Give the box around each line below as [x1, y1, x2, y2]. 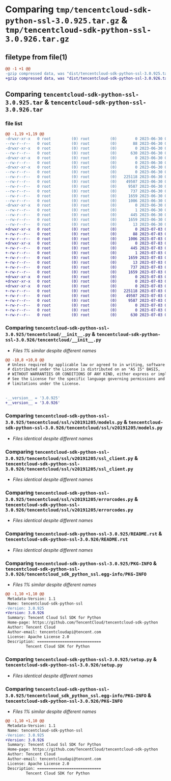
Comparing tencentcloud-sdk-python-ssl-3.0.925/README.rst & [5, 530, 162, 538]
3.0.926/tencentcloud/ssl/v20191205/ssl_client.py [5, 466, 133, 472]
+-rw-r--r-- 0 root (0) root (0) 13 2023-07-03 [5, 260, 163, 265]
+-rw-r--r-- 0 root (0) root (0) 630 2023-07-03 [5, 312, 163, 318]
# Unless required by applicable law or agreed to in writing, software [7, 362, 165, 367]
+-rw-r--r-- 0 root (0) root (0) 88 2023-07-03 [5, 231, 163, 236]
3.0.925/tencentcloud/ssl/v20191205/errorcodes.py [5, 497, 133, 502]
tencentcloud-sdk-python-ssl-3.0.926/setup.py [5, 662, 123, 668]
